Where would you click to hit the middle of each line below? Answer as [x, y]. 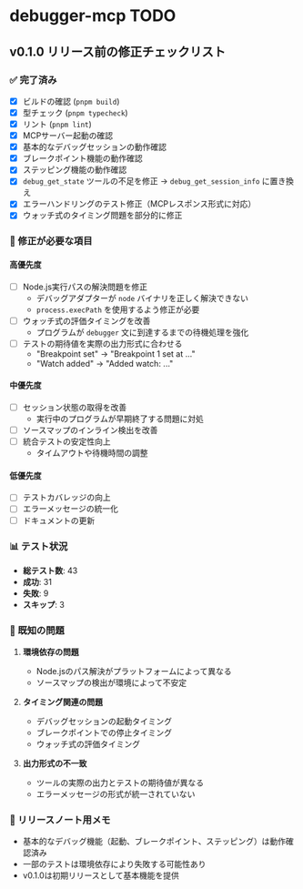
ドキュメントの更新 [59, 520]
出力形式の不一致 [55, 763]
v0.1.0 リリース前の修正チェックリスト [117, 51]
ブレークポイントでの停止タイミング [104, 732]
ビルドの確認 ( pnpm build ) [71, 101]
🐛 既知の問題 [37, 631]
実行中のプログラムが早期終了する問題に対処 [120, 419]
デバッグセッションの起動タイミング [104, 722]
